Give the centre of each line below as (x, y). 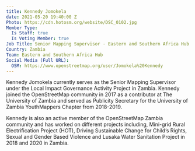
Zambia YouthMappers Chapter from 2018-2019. (64, 107)
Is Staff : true (30, 33)
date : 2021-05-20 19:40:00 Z (41, 17)
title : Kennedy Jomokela (36, 11)
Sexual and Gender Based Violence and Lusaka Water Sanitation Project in (95, 137)
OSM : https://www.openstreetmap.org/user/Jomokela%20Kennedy (87, 66)
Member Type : (22, 28)
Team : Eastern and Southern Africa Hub (55, 55)
